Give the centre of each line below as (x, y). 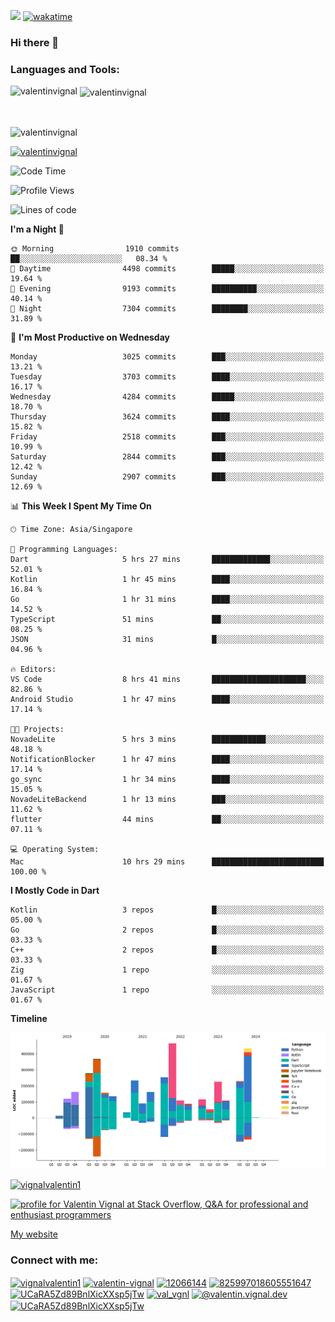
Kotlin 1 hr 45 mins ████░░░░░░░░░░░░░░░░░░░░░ (167, 579)
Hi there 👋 (35, 42)
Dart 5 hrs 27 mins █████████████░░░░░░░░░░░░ (167, 559)
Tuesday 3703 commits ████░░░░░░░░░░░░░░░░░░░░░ (167, 376)
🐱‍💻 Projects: (37, 729)
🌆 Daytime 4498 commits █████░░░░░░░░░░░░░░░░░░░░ (167, 268)
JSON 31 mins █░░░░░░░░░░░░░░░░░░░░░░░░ (167, 639)
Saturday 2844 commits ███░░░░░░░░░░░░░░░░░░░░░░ (167, 456)
